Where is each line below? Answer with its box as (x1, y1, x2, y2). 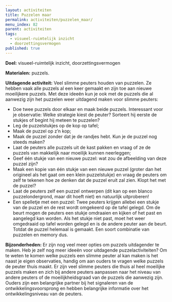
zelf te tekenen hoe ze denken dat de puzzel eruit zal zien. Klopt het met (12, 177, 166, 183)
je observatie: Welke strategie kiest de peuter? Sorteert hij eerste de (12, 111, 157, 118)
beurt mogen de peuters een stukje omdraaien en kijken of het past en (12, 210, 162, 216)
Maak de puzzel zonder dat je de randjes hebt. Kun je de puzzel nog (12, 133, 158, 139)
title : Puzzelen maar (5, 12, 52, 17)
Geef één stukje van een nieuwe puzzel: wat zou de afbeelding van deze (12, 155, 167, 161)
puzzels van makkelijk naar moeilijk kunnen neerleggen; (12, 149, 131, 156)
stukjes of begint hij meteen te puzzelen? (12, 117, 100, 123)
